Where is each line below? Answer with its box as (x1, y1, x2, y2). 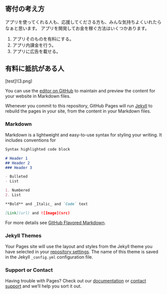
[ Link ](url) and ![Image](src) (5, 210, 70, 215)
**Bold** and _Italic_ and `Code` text (5, 201, 88, 206)
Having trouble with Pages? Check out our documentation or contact (5, 278, 146, 284)
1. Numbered (5, 188, 30, 193)
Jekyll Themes (5, 232, 42, 239)
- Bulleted (5, 174, 28, 179)
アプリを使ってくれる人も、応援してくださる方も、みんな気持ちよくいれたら (5, 19, 162, 25)
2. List (5, 192, 21, 197)
